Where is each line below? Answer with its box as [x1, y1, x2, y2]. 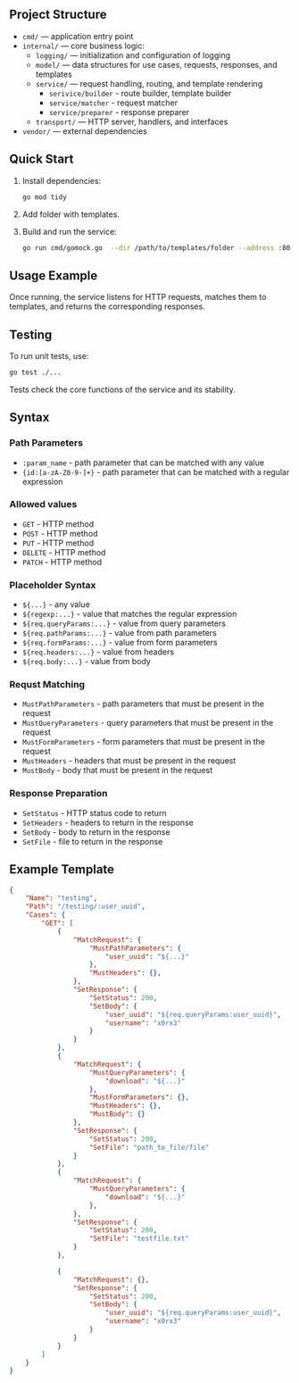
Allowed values [9, 498, 78, 511]
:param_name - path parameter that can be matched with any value [21, 457, 265, 468]
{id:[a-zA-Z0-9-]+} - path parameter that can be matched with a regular [21, 466, 290, 477]
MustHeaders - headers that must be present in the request [21, 755, 237, 766]
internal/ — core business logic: [21, 40, 145, 51]
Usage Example [9, 268, 98, 283]
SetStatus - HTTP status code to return [21, 807, 167, 818]
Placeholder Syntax [9, 579, 96, 591]
